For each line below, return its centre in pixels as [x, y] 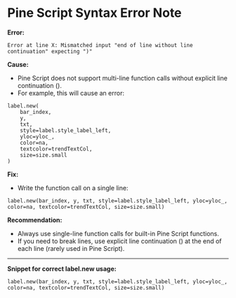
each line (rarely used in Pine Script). [71, 248]
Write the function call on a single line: [73, 188]
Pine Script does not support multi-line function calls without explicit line [123, 78]
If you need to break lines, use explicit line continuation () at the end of [120, 241]
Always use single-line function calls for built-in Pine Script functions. [118, 233]
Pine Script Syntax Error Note [94, 13]
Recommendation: [35, 220]
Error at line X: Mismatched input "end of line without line [100, 45]
